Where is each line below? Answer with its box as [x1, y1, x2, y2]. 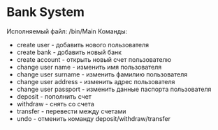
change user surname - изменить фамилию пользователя [16, 70, 188, 79]
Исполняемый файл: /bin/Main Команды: [6, 27, 128, 35]
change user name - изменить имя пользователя [16, 63, 162, 71]
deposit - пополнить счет [16, 92, 92, 101]
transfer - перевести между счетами [16, 107, 126, 115]
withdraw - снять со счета [16, 99, 95, 108]
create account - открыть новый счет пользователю [16, 55, 172, 63]
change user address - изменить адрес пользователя [16, 77, 175, 86]
